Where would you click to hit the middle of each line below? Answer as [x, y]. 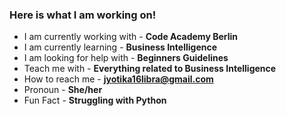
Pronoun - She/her [63, 90]
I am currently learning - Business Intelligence [120, 47]
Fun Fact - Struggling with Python [95, 100]
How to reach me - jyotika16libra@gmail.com [118, 79]
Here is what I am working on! [83, 15]
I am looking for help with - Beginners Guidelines [126, 58]
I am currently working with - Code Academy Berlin [130, 37]
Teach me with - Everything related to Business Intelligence [150, 69]
